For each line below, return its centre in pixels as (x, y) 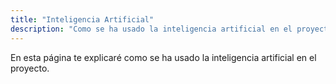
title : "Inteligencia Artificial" (82, 19)
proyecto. (30, 68)
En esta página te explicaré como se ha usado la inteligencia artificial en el (163, 57)
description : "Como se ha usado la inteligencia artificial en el (151, 29)
